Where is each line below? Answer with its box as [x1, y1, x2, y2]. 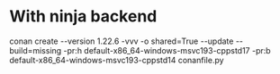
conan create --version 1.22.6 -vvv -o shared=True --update [9, 36, 234, 46]
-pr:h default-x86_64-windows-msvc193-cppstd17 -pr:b [63, 45, 272, 55]
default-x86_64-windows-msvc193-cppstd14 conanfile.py [9, 54, 224, 65]
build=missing [9, 45, 62, 55]
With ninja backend [9, 6, 158, 27]
